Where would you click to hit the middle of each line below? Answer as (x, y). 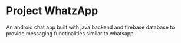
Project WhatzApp (52, 11)
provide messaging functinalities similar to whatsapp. (71, 33)
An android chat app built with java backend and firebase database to (90, 27)
